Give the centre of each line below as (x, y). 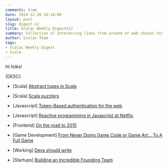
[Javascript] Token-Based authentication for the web (67, 105)
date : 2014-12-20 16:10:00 (33, 15)
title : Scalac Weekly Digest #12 (39, 29)
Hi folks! (14, 67)
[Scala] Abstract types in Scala (45, 86)
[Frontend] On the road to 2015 (45, 125)
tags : (11, 43)
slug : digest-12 (22, 24)
